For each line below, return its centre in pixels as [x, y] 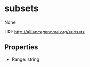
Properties [21, 47]
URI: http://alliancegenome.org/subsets [45, 32]
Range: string [25, 59]
